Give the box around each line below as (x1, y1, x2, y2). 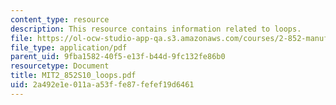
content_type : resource (10, 14, 110, 25)
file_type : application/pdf (10, 42, 128, 53)
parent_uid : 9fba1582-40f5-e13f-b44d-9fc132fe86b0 (10, 52, 226, 62)
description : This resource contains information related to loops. (10, 24, 302, 34)
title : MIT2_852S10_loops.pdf (10, 71, 137, 81)
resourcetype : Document (10, 61, 110, 71)
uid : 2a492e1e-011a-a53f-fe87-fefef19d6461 (10, 80, 195, 90)
